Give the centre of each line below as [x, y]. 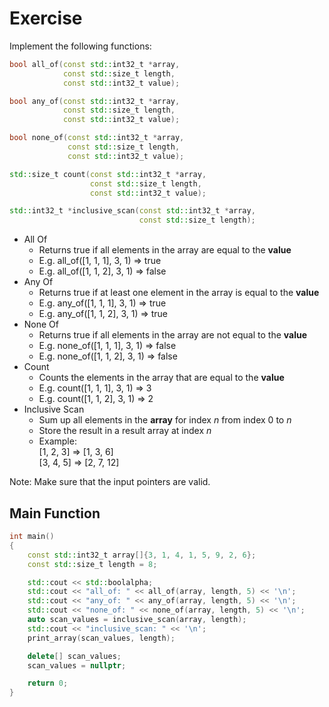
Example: [57, 441]
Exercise [46, 18]
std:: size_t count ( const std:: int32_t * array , [108, 174]
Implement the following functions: [80, 46]
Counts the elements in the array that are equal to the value [161, 378]
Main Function [55, 513]
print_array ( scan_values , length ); [101, 638]
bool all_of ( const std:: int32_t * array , [95, 64]
